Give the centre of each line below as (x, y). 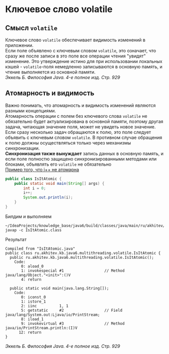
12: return (30, 332)
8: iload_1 (32, 319)
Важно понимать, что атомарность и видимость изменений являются (80, 105)
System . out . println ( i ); (48, 197)
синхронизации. (23, 148)
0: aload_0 (32, 266)
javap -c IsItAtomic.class (33, 230)
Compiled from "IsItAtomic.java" (40, 249)
